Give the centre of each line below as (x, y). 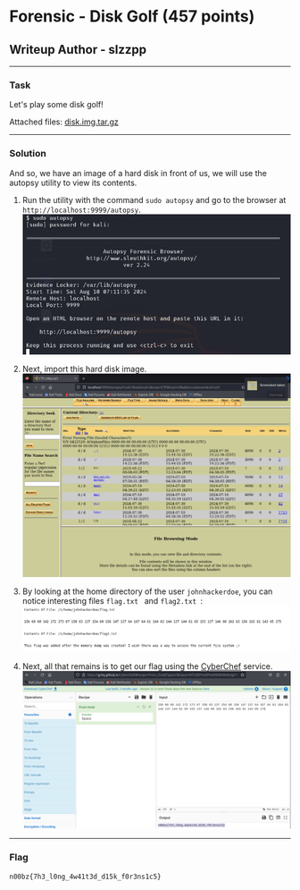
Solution (28, 154)
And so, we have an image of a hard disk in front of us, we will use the (138, 173)
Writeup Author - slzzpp (78, 50)
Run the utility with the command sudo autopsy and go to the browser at (154, 199)
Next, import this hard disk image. (84, 369)
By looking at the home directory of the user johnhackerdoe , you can (147, 591)
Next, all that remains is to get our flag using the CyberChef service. (147, 666)
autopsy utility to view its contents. (73, 182)
